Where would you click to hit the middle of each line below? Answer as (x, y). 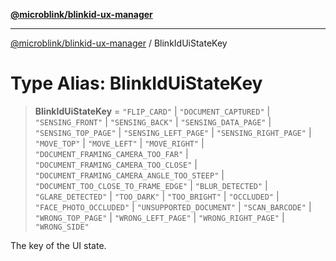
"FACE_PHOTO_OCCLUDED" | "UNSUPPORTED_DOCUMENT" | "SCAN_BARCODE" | (173, 206)
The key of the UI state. (58, 245)
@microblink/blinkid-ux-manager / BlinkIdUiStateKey (119, 43)
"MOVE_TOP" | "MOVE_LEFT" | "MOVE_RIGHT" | (119, 143)
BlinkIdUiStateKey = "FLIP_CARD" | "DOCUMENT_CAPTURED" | (152, 111)
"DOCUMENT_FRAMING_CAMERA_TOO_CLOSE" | (116, 164)
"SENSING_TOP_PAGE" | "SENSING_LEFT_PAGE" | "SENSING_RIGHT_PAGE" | (173, 132)
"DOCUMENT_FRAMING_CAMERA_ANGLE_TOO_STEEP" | (129, 175)
